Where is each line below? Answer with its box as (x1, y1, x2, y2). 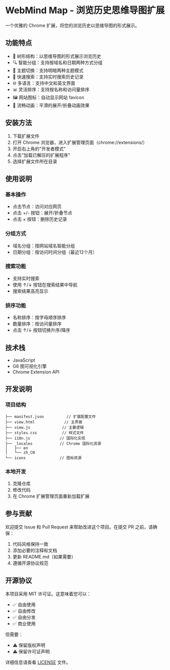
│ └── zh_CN (5, 450, 35, 455)
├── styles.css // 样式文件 (5, 430, 84, 435)
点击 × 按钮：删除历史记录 (12, 216, 67, 222)
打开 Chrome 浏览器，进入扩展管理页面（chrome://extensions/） (12, 139, 148, 145)
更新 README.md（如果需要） (12, 553, 76, 559)
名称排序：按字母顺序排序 (12, 314, 66, 321)
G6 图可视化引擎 (12, 363, 47, 369)
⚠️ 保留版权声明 (12, 642, 46, 648)
